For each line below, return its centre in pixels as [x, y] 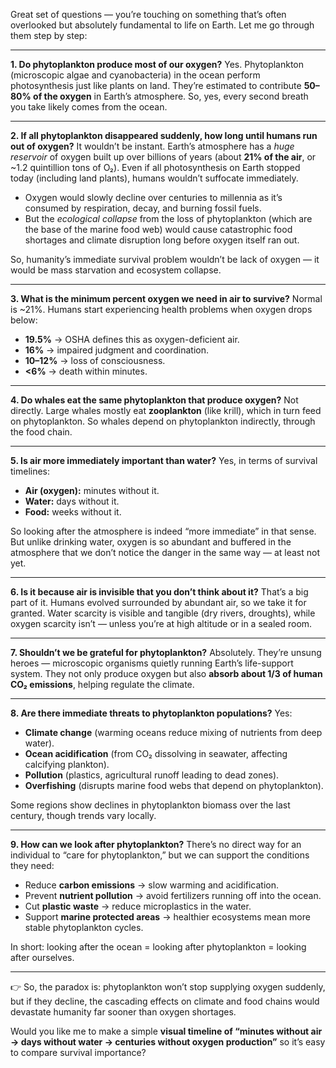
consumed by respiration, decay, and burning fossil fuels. [143, 208]
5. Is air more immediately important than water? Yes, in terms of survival [164, 460]
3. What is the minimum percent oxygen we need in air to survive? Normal [166, 298]
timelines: [30, 471]
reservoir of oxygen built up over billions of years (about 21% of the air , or [163, 157]
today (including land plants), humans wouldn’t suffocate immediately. [154, 178]
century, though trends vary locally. [83, 815]
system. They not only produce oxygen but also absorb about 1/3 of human [166, 673]
